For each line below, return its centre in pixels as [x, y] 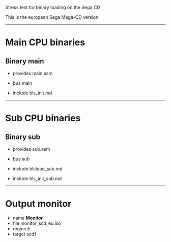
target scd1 [24, 234]
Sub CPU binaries [43, 118]
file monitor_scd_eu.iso [37, 223]
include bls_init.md [32, 93]
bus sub [21, 159]
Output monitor [38, 204]
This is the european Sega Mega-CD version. [53, 17]
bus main [22, 83]
